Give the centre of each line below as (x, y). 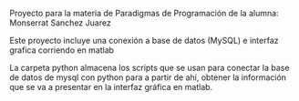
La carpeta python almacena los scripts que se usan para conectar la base (149, 68)
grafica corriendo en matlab (62, 50)
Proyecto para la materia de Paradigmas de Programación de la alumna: (144, 13)
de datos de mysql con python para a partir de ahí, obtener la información (148, 77)
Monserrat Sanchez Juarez (60, 23)
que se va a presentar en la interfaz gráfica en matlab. (111, 87)
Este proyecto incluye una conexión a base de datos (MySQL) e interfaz (144, 40)
